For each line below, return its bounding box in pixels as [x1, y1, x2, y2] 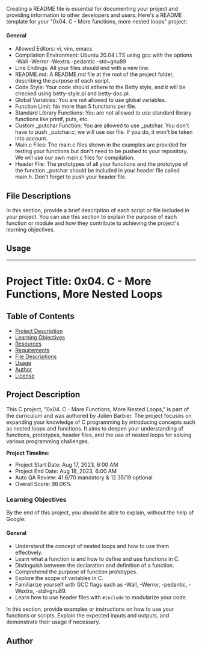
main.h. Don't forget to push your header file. [14, 173, 127, 180]
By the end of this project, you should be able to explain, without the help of [6, 509, 194, 516]
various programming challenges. [6, 437, 90, 445]
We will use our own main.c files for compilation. [14, 154, 135, 162]
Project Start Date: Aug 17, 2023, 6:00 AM [14, 461, 118, 468]
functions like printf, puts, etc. [14, 116, 89, 123]
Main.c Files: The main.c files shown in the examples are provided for [14, 141, 187, 148]
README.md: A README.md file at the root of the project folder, [14, 71, 174, 78]
